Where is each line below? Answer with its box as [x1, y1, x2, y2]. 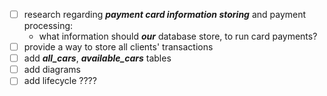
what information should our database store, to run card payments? [38, 30, 318, 43]
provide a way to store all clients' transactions [23, 41, 214, 53]
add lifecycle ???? [23, 75, 97, 87]
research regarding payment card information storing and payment [23, 9, 307, 20]
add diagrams [23, 64, 81, 76]
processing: [23, 20, 74, 32]
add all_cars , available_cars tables [23, 52, 172, 64]
